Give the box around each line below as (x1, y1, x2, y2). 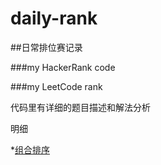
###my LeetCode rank (10, 80, 103, 92)
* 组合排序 (10, 143, 51, 156)
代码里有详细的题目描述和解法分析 (10, 101, 151, 113)
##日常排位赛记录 (10, 41, 83, 53)
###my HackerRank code (10, 61, 116, 73)
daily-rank (10, 7, 98, 30)
